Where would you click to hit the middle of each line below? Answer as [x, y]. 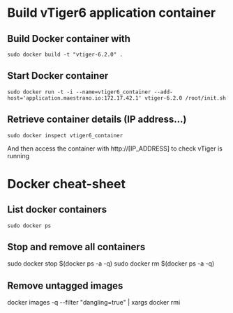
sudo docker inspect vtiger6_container [65, 135]
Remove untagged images [65, 285]
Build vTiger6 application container [112, 13]
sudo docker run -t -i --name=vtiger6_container [79, 92]
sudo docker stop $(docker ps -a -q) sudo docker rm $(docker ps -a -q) [111, 264]
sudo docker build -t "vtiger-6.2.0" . [65, 54]
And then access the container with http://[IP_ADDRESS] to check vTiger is [115, 148]
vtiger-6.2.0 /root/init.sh [185, 98]
